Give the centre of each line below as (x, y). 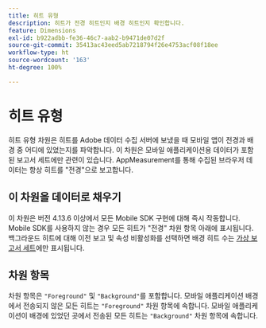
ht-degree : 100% (35, 68)
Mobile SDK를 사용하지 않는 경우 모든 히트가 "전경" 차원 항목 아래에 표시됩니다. (131, 228)
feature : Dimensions (42, 30)
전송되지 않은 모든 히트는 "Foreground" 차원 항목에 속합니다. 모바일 (127, 306)
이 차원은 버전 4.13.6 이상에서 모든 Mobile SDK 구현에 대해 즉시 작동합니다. (124, 218)
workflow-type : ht (39, 53)
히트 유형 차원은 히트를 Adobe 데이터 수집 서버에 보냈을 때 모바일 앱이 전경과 (127, 139)
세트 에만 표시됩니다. (54, 248)
